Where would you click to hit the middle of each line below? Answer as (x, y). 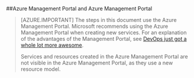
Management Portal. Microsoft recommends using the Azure (94, 26)
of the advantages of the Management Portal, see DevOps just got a (104, 39)
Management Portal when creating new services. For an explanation (104, 32)
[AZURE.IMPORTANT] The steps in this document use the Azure (98, 20)
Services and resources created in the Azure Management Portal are (104, 56)
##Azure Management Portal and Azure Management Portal (79, 9)
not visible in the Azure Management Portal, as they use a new (97, 63)
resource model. (41, 69)
